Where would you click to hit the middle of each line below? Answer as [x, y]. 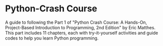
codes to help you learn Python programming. [52, 38]
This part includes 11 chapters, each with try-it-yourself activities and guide [82, 33]
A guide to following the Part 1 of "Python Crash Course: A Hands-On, [76, 22]
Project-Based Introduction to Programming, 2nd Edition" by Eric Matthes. [80, 27]
